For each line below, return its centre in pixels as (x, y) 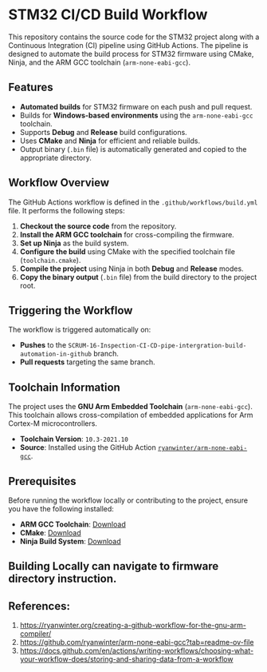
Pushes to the (43, 345)
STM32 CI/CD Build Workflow (108, 15)
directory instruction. (63, 579)
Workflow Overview (59, 183)
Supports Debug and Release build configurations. (103, 132)
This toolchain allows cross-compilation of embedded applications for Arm (131, 415)
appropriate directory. (55, 157)
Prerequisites (42, 481)
